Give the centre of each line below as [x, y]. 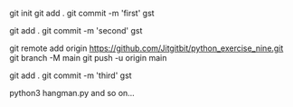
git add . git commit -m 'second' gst [76, 30]
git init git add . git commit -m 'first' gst [82, 13]
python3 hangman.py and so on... [72, 93]
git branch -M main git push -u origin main [88, 58]
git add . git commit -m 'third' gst [71, 75]
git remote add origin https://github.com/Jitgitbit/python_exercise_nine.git [146, 48]
